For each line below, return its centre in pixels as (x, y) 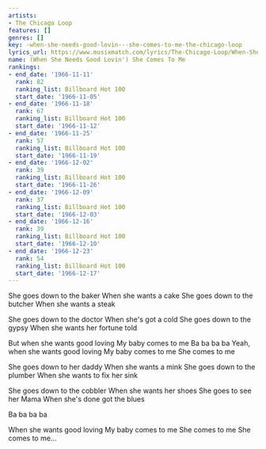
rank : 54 (30, 258)
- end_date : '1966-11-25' (51, 133)
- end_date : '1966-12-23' (51, 251)
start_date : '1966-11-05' (58, 97)
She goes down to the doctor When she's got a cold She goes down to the (130, 320)
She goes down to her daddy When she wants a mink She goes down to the (132, 367)
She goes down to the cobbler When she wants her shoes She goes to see (130, 391)
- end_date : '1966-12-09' (51, 192)
